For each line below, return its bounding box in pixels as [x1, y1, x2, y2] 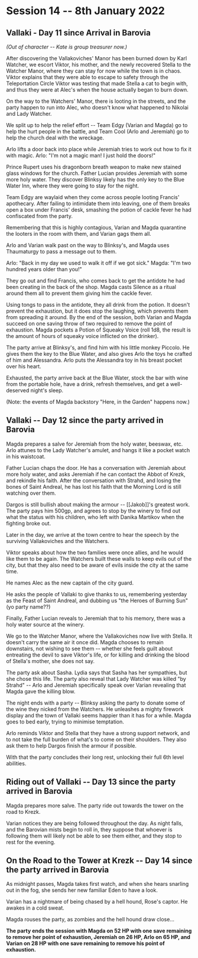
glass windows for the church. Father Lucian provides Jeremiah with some [6, 170, 187, 177]
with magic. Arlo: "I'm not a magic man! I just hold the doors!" [6, 152, 156, 159]
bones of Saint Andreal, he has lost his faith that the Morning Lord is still [6, 483, 181, 490]
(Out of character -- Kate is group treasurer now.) [6, 43, 127, 50]
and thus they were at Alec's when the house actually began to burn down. [6, 86, 189, 93]
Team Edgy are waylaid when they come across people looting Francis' [6, 194, 180, 200]
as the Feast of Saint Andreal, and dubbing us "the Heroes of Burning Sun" [6, 597, 188, 604]
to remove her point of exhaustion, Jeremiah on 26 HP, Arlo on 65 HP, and [6, 934, 191, 941]
